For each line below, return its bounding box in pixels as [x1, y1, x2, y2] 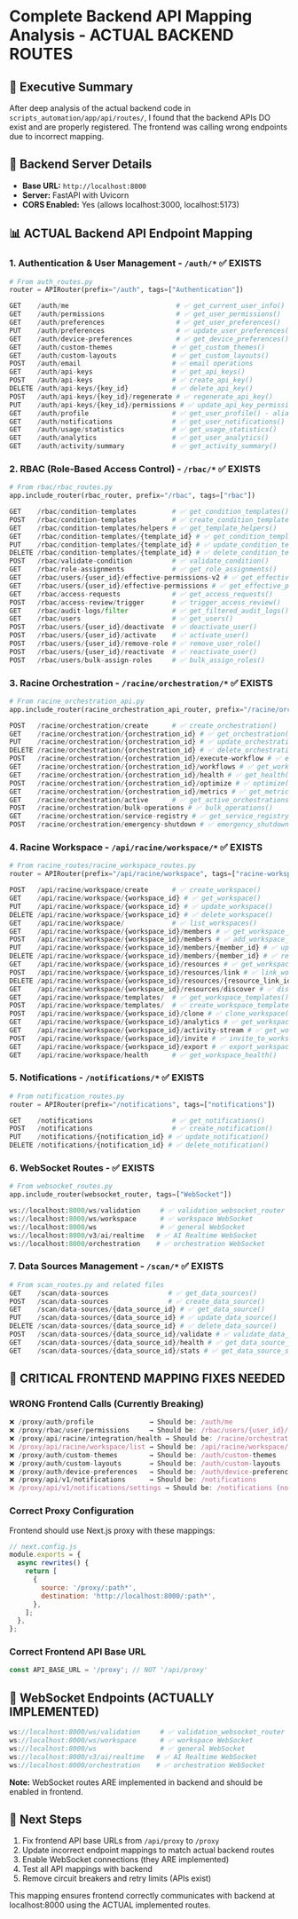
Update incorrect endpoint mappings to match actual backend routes [21, 1844, 275, 1856]
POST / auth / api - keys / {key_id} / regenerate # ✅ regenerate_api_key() [9, 392, 273, 401]
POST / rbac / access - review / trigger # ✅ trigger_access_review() [9, 597, 281, 607]
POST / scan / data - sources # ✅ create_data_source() [9, 1297, 266, 1306]
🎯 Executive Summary [9, 79, 134, 94]
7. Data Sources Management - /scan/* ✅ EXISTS [9, 1260, 224, 1273]
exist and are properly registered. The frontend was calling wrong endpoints [9, 122, 288, 132]
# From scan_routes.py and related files [9, 1280, 165, 1289]
